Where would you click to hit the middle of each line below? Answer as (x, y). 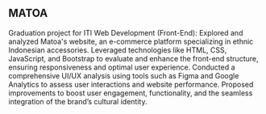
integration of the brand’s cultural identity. (78, 101)
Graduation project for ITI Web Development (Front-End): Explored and (126, 32)
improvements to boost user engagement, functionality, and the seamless (131, 93)
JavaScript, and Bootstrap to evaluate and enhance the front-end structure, (133, 58)
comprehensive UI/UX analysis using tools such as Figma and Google (124, 75)
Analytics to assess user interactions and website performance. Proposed (131, 84)
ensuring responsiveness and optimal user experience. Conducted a (122, 67)
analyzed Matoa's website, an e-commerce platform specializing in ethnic (131, 41)
